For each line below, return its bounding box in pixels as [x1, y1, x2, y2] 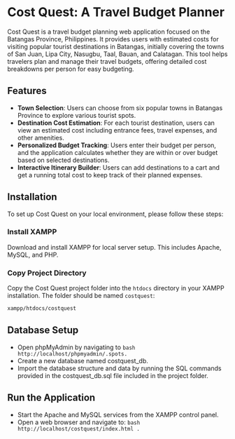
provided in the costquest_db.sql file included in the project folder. [17, 371, 208, 379]
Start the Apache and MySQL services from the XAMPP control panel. [17, 410, 219, 419]
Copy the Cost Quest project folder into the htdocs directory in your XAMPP [7, 284, 225, 292]
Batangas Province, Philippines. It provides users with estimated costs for [7, 34, 219, 43]
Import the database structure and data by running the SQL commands [17, 364, 222, 372]
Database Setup [7, 324, 79, 337]
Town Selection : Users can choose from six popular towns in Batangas [17, 103, 223, 112]
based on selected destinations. [17, 156, 110, 164]
